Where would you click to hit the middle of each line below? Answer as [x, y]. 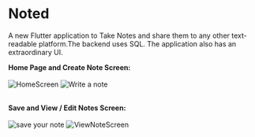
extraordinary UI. [36, 52]
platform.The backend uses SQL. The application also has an [137, 43]
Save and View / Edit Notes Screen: [67, 108]
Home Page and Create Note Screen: [69, 67]
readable [22, 43]
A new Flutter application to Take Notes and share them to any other [119, 35]
